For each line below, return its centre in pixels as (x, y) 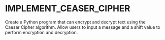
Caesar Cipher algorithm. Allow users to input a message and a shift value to (83, 27)
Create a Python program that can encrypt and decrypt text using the (75, 22)
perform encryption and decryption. (41, 32)
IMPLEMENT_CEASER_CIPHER (68, 9)
